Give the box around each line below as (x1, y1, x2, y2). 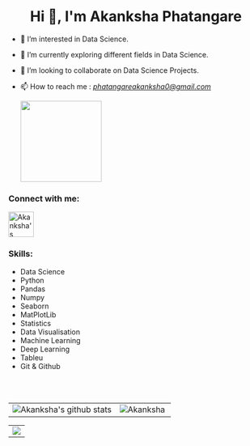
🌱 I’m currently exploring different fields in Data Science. (19, 49, 209, 59)
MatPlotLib (19, 309, 57, 319)
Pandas (19, 283, 46, 294)
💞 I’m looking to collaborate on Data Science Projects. (19, 65, 200, 75)
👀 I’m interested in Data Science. (19, 34, 129, 44)
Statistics (19, 318, 52, 328)
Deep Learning (19, 344, 70, 354)
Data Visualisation (19, 327, 81, 337)
